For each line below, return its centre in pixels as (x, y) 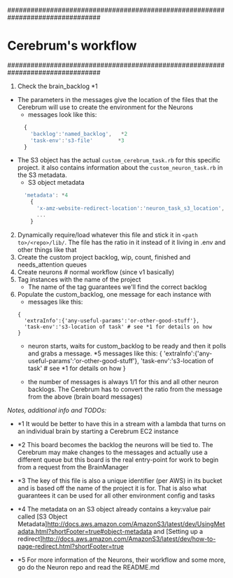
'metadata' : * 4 (46, 195)
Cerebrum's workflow (72, 46)
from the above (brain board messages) (85, 396)
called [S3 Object (42, 516)
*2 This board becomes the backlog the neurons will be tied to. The (115, 444)
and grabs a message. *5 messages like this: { (95, 353)
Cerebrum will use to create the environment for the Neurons (105, 107)
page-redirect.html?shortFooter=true (71, 546)
